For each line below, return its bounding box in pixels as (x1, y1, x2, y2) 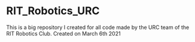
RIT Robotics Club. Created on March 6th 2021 (6, 30, 121, 37)
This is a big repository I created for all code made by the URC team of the (6, 24, 190, 31)
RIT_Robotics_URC (6, 4, 100, 18)
